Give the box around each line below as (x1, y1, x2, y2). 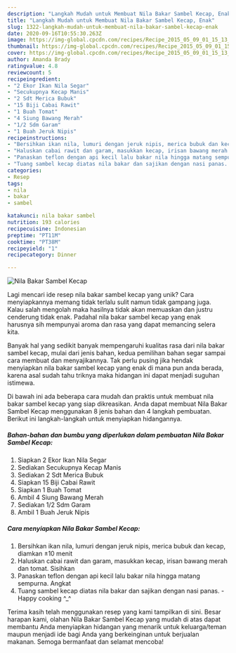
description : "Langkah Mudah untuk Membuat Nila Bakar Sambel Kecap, (7, 10, 216, 18)
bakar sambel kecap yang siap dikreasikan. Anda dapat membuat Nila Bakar (7, 400, 228, 408)
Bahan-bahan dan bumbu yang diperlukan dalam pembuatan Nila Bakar (7, 430, 225, 439)
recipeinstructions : (7, 134, 68, 141)
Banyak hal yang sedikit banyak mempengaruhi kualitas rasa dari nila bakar (7, 341, 225, 350)
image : (7, 37, 27, 44)
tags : (7, 180, 23, 187)
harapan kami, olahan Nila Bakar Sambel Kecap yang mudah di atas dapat (7, 615, 221, 624)
